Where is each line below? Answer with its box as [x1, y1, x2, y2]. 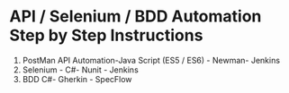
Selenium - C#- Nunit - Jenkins [22, 64, 140, 75]
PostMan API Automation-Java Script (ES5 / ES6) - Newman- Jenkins [22, 55, 281, 65]
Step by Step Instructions [9, 25, 203, 46]
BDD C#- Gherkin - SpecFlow [22, 73, 132, 84]
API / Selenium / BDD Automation [9, 6, 262, 27]
